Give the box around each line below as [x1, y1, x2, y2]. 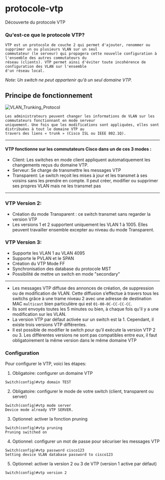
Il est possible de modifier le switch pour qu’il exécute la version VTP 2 [12, 327, 156, 333]
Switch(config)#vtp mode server [5, 403, 71, 408]
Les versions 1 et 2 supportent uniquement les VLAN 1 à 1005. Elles [12, 222, 148, 227]
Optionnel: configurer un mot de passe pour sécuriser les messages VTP [12, 438, 160, 445]
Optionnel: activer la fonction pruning [12, 416, 88, 422]
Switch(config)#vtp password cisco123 [5, 448, 84, 453]
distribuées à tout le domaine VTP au [5, 127, 84, 132]
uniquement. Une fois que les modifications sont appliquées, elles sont [5, 122, 160, 128]
